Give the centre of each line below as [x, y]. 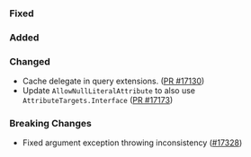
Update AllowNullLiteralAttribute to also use [109, 91]
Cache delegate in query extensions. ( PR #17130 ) [113, 81]
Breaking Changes [51, 124]
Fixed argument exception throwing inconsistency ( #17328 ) [132, 143]
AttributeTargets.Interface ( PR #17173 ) [98, 100]
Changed [30, 61]
